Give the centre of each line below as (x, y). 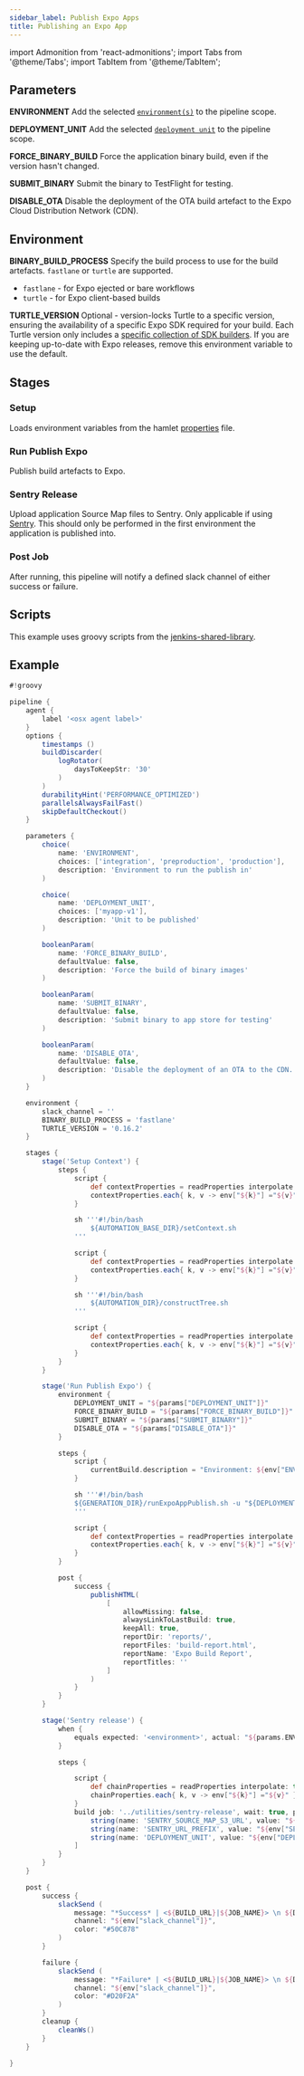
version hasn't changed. (54, 166)
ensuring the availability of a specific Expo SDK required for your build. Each (152, 325)
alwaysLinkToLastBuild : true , (180, 1620)
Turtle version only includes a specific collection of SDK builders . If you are (149, 335)
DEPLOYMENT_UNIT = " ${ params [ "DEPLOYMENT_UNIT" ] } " (171, 1403)
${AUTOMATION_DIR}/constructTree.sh (159, 1303)
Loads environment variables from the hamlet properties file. (122, 427)
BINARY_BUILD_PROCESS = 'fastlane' (109, 1120)
